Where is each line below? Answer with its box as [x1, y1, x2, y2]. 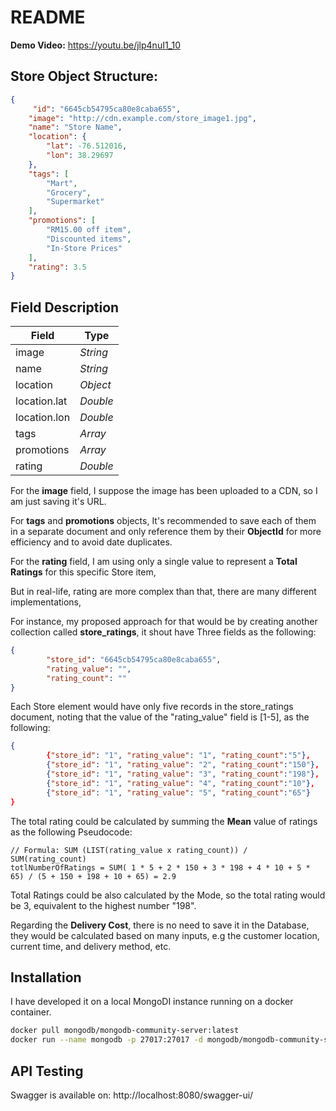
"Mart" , [46, 178, 78, 188]
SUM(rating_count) [10, 854, 87, 864]
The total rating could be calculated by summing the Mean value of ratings [10, 815, 318, 827]
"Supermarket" [46, 197, 105, 207]
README [10, 6, 86, 29]
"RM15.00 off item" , [46, 225, 132, 235]
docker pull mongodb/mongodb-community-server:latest [10, 1026, 240, 1036]
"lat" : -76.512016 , [46, 141, 128, 151]
